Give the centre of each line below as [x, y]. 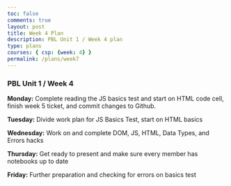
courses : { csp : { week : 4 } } [49, 53]
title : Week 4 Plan [35, 33]
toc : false [23, 14]
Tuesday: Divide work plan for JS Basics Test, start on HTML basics [105, 120]
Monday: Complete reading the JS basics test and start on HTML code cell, [115, 99]
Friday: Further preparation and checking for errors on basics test [102, 175]
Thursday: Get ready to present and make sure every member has [103, 154]
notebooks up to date [38, 162]
